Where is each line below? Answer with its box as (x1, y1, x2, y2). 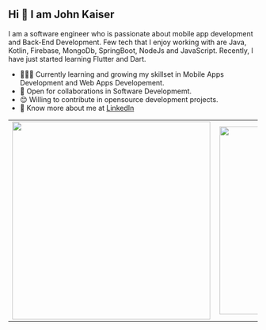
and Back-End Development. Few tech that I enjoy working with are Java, (8, 37, 247, 47)
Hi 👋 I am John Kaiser (8, 8, 115, 21)
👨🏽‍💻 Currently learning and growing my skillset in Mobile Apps (19, 69, 224, 79)
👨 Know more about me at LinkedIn (19, 103, 135, 112)
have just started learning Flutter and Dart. (8, 54, 146, 63)
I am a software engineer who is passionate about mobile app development (8, 28, 253, 38)
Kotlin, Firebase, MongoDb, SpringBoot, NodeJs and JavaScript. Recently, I (8, 45, 253, 55)
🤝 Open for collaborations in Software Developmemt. (19, 86, 192, 96)
